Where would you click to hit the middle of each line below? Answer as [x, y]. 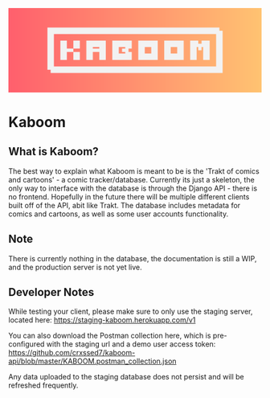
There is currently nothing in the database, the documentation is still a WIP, [133, 258]
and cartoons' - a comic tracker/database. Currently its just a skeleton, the [131, 179]
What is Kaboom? [53, 152]
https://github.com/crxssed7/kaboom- [72, 353]
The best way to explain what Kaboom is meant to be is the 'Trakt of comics [134, 171]
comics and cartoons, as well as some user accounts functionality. [119, 214]
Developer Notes [51, 292]
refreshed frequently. [43, 385]
